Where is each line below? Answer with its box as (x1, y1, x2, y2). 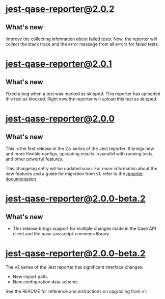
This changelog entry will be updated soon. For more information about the (5, 166, 158, 171)
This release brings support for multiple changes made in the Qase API (12, 225, 156, 231)
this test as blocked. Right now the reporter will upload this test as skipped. (5, 96, 158, 101)
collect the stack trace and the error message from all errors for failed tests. (5, 41, 159, 47)
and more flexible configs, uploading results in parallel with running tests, (5, 151, 154, 156)
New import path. (12, 274, 48, 279)
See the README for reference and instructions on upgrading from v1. (5, 288, 147, 294)
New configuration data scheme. (12, 278, 79, 285)
